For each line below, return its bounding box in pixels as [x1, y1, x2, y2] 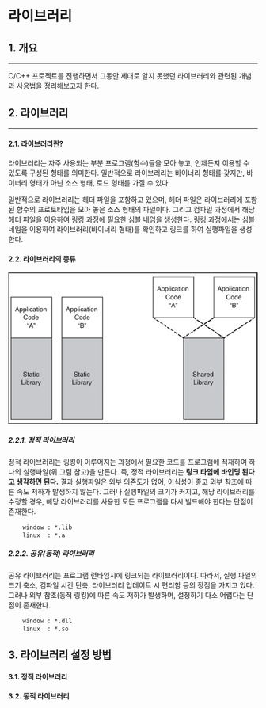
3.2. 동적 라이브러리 [8, 691, 70, 701]
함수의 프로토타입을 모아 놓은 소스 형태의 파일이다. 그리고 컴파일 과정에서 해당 [16, 205, 256, 215]
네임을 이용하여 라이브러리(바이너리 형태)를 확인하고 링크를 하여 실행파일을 [8, 225, 237, 234]
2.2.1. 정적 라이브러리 [8, 436, 74, 445]
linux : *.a [22, 531, 66, 539]
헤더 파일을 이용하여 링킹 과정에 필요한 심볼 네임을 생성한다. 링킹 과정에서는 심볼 [8, 215, 256, 224]
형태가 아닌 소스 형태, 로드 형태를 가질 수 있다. [28, 178, 170, 188]
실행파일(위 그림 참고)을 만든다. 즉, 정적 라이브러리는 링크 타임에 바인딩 [22, 466, 241, 476]
